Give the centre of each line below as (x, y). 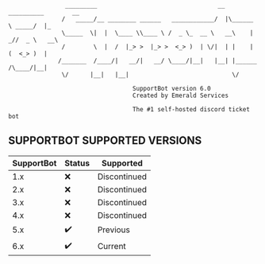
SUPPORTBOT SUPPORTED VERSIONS (105, 141)
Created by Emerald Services (180, 95)
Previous (114, 230)
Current (112, 247)
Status (77, 163)
